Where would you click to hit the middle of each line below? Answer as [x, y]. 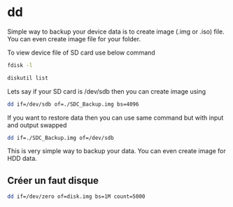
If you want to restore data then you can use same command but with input [115, 117]
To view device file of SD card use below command [81, 52]
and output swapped [37, 125]
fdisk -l [20, 65]
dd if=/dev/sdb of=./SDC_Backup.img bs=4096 [73, 104]
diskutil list [28, 78]
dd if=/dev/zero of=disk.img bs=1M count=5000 [76, 197]
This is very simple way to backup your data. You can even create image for [116, 151]
